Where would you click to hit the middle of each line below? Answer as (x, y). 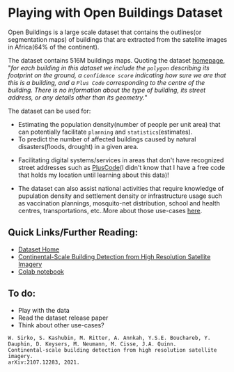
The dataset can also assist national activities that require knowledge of (121, 188)
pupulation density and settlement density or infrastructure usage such (120, 196)
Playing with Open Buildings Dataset (115, 13)
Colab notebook (41, 271)
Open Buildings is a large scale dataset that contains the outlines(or (105, 32)
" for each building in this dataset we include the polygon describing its (109, 68)
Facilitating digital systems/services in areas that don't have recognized (121, 160)
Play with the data (44, 310)
